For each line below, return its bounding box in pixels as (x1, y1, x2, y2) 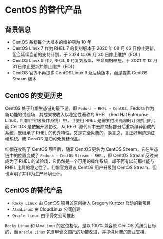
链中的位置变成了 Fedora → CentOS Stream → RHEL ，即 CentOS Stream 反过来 (5, 152, 159, 158)
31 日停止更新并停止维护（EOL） (12, 64, 78, 69)
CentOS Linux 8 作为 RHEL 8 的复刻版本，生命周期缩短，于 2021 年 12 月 (12, 58, 158, 63)
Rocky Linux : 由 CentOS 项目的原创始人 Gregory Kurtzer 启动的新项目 (12, 200, 151, 206)
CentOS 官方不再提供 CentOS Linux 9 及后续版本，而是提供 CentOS (12, 70, 148, 76)
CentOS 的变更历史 (5, 91, 63, 100)
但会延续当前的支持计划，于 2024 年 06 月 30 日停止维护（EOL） (12, 52, 143, 57)
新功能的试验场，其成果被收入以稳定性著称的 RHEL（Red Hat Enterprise (5, 111, 149, 117)
